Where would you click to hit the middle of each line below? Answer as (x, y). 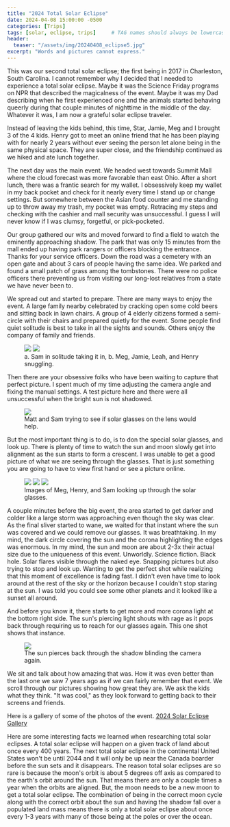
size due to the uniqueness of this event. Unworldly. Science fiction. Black (112, 554)
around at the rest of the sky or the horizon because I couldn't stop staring (112, 583)
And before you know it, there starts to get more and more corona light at (110, 611)
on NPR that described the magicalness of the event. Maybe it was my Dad (113, 92)
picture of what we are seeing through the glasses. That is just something (111, 461)
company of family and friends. (51, 335)
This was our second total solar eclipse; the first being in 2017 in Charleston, (115, 71)
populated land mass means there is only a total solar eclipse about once (110, 809)
